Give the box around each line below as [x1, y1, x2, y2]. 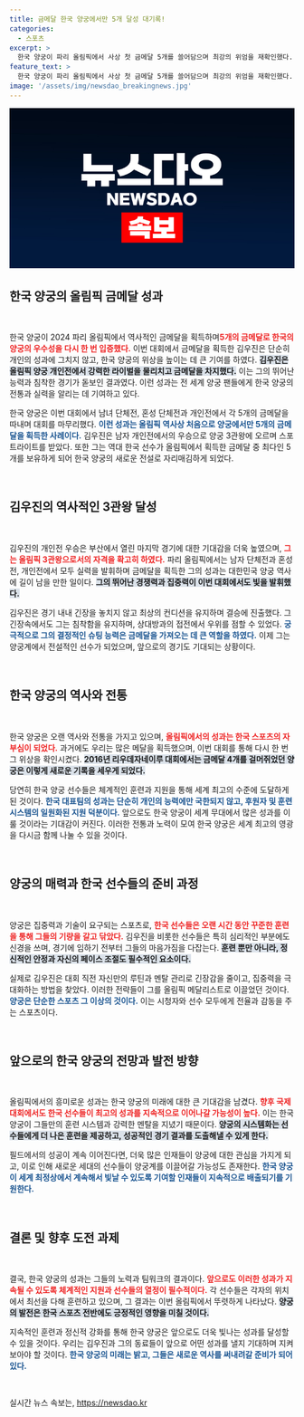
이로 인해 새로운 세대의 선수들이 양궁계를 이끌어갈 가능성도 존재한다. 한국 [21, 1161, 278, 1172]
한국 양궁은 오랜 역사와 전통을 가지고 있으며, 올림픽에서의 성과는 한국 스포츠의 [9, 731, 281, 742]
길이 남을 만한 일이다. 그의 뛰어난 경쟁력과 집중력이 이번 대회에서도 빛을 [18, 576, 268, 588]
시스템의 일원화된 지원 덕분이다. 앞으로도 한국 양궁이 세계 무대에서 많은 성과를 [9, 807, 282, 818]
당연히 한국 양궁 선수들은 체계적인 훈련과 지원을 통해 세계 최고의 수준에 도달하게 [9, 784, 290, 795]
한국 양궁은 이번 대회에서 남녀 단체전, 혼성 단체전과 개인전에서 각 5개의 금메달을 [9, 407, 290, 418]
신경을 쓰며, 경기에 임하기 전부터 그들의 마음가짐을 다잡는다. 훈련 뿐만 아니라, [9, 942, 279, 953]
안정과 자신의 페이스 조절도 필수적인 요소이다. [33, 953, 192, 964]
